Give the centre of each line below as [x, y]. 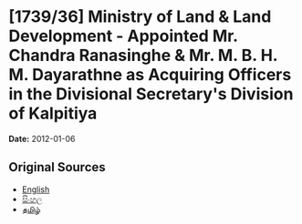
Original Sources [57, 167]
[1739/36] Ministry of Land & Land [140, 17]
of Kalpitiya [53, 113]
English [36, 189]
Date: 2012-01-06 [42, 138]
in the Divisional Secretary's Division [151, 94]
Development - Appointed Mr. [123, 36]
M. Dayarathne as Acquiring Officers [150, 75]
